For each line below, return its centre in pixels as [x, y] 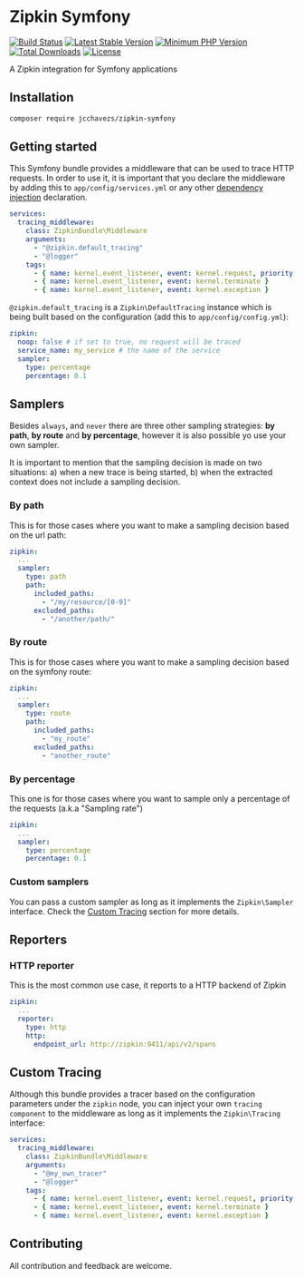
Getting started [53, 147]
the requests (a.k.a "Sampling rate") [76, 808]
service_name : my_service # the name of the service [119, 350]
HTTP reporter [42, 965]
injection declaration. [48, 198]
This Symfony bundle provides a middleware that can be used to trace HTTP [152, 169]
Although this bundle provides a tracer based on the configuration [133, 1094]
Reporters [38, 939]
